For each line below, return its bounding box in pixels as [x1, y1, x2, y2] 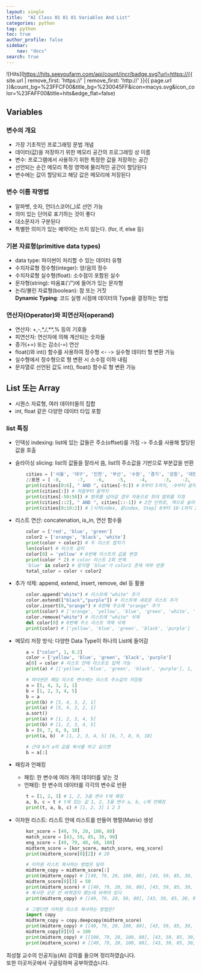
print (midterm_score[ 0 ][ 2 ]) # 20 [26, 851, 110, 857]
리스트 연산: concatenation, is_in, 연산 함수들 [14, 516, 122, 524]
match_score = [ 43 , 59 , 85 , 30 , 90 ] [26, 834, 118, 840]
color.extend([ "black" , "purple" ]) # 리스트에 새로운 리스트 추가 [26, 597, 178, 603]
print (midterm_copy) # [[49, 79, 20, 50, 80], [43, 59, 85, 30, [26, 895, 191, 901]
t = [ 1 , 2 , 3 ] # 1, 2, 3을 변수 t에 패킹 [26, 793, 124, 799]
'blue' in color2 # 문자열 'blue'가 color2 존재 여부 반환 [26, 562, 164, 568]
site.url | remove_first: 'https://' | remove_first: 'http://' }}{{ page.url [6, 77, 172, 84]
